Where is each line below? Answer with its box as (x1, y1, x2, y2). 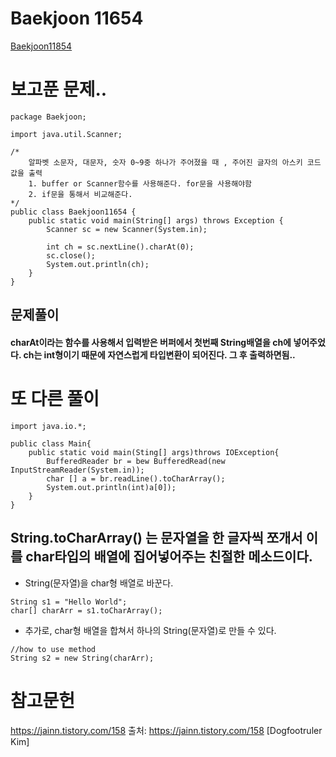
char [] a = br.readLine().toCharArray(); (46, 473, 226, 484)
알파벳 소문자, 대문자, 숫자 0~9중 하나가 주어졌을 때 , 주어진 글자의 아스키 (28, 157, 303, 167)
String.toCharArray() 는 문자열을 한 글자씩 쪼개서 (10, 530, 303, 547)
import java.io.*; (10, 421, 87, 431)
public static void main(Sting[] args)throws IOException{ (28, 447, 280, 457)
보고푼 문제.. (10, 78, 108, 101)
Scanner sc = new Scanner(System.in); (46, 224, 208, 234)
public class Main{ (10, 438, 92, 449)
